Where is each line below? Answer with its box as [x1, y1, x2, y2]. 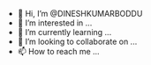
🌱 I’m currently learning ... [17, 27, 112, 37]
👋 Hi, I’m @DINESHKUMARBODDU [17, 9, 143, 18]
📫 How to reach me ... [17, 47, 100, 56]
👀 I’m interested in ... [17, 18, 93, 28]
